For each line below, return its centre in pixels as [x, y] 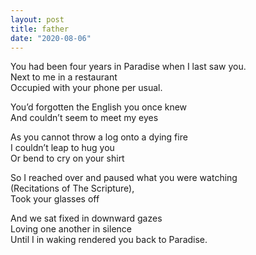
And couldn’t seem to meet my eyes [84, 118]
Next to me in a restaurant [64, 77]
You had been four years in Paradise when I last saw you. [128, 67]
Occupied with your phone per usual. [86, 88]
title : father [40, 29]
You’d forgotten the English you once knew [99, 107]
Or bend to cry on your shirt [67, 158]
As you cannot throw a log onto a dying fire [99, 137]
